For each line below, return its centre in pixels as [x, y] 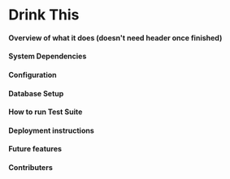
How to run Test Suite [46, 112]
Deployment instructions [52, 130]
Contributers [30, 167]
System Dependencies [48, 56]
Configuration [33, 75]
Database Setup [36, 93]
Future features [35, 149]
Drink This [44, 15]
